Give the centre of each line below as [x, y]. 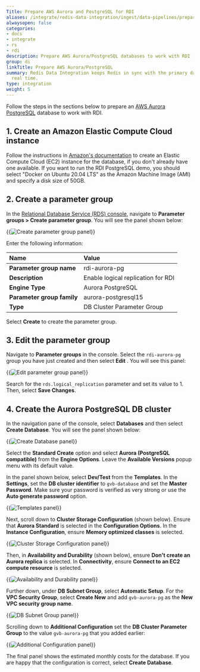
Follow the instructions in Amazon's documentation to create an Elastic [93, 155]
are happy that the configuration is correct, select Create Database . [90, 662]
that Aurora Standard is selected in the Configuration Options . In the [91, 526]
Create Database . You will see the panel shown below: [74, 430]
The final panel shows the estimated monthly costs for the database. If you [98, 656]
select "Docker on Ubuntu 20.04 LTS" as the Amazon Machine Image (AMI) [99, 174]
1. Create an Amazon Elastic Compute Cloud [89, 132]
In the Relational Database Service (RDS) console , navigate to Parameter [96, 214]
